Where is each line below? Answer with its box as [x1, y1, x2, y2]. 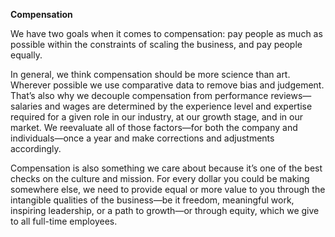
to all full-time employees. [10, 215, 118, 227]
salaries [10, 100, 43, 112]
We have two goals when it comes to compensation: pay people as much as [10, 28, 323, 39]
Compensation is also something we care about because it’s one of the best [10, 162, 323, 174]
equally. [10, 49, 43, 61]
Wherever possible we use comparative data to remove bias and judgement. [10, 79, 325, 91]
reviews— [270, 90, 312, 101]
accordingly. [10, 143, 62, 154]
